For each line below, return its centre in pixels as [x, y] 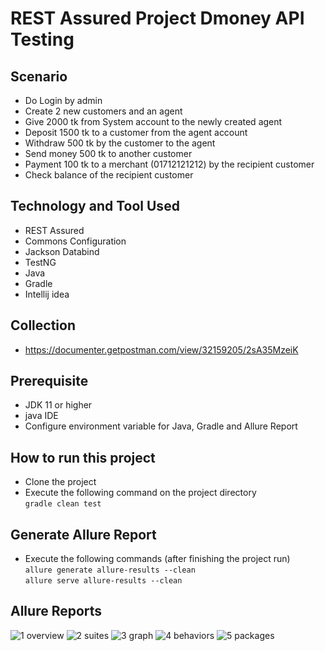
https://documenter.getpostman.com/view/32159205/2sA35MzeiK [161, 349]
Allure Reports [56, 611]
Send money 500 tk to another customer [108, 153]
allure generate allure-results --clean [110, 570]
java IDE [41, 416]
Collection [43, 325]
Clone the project [60, 482]
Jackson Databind [62, 251]
